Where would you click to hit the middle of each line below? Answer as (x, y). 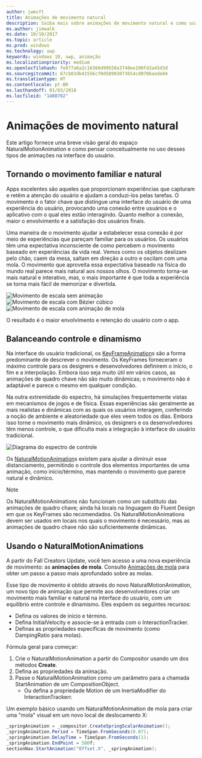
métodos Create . (36, 665)
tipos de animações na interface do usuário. (61, 155)
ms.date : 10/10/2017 (32, 34)
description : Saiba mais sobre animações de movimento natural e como (96, 23)
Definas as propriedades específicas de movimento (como (87, 629)
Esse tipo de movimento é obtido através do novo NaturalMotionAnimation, (99, 585)
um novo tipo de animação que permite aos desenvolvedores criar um (93, 592)
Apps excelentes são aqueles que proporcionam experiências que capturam (101, 189)
